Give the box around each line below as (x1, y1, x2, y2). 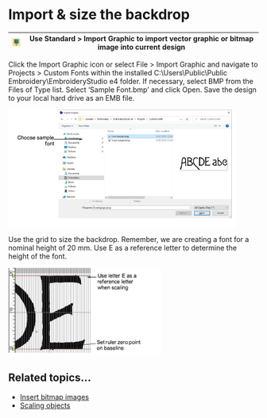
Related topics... (8, 371, 91, 385)
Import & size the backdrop (8, 6, 191, 24)
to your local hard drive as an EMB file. (8, 93, 135, 102)
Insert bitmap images (19, 392, 90, 401)
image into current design (98, 42, 185, 52)
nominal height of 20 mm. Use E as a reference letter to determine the (8, 243, 237, 252)
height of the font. (8, 251, 68, 261)
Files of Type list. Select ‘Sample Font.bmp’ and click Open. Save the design (8, 85, 257, 94)
